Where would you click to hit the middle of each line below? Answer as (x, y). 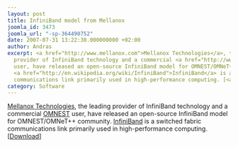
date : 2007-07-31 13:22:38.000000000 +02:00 (74, 40)
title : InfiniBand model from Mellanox (66, 20)
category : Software (36, 86)
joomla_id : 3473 (31, 27)
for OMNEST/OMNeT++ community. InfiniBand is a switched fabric (104, 122)
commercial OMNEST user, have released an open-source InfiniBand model (118, 114)
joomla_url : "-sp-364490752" (50, 34)
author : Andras (30, 47)
